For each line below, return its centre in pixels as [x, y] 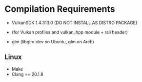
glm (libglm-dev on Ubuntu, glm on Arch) [53, 41]
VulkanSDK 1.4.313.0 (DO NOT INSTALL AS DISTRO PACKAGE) [74, 23]
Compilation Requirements [60, 9]
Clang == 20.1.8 [27, 74]
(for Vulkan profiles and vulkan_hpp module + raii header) [70, 32]
